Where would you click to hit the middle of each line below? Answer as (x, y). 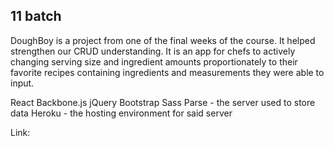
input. (22, 83)
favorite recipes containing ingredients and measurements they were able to (167, 72)
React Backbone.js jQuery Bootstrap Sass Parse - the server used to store (163, 102)
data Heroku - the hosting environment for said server (121, 113)
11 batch (36, 16)
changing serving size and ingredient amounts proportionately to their (154, 61)
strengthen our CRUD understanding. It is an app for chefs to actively (153, 51)
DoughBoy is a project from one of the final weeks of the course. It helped (163, 40)
